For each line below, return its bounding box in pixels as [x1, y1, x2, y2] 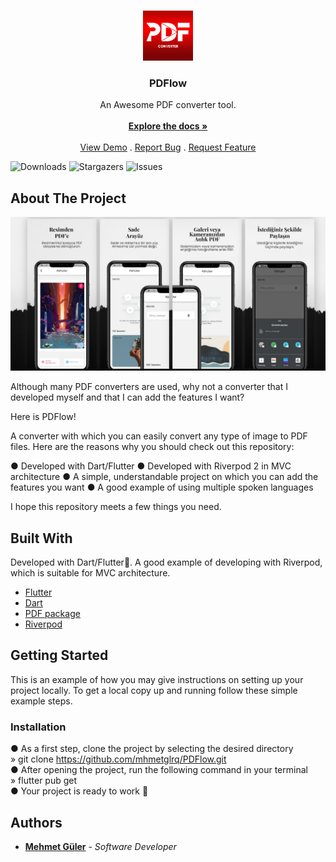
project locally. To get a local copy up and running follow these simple [10, 684, 298, 696]
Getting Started [10, 647, 109, 664]
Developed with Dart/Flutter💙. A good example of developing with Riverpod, [10, 556, 323, 569]
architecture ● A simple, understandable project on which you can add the [10, 471, 319, 483]
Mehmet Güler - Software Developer [24, 840, 177, 852]
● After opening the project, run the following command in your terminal [10, 764, 308, 776]
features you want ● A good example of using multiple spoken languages [10, 481, 314, 494]
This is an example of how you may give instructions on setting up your [10, 673, 304, 685]
